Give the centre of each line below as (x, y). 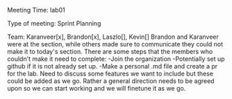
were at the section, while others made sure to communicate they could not (115, 44)
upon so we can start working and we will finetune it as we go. (97, 88)
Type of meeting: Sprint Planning (54, 23)
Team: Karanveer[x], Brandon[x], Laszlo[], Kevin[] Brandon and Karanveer (113, 37)
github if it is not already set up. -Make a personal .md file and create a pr (113, 66)
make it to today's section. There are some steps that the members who (110, 52)
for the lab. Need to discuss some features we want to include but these (110, 73)
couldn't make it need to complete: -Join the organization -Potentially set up (116, 59)
